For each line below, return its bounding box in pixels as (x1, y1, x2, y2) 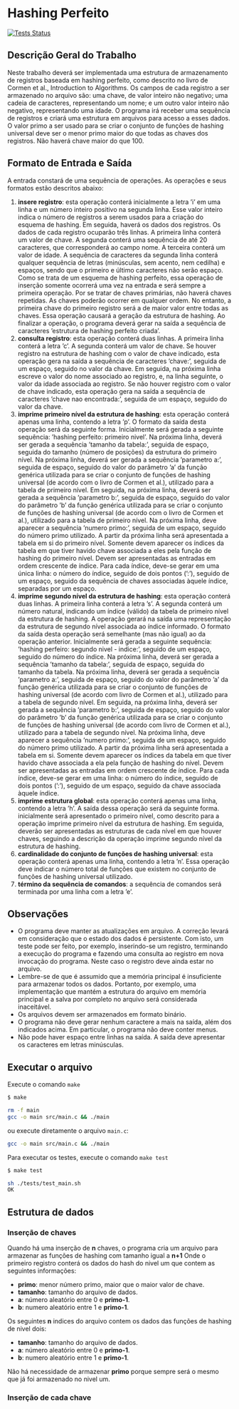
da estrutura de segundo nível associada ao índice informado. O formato (17, 622, 230, 631)
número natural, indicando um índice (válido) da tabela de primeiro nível (17, 606, 229, 615)
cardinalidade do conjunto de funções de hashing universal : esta (17, 849, 213, 858)
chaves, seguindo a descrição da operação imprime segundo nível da (17, 834, 222, 843)
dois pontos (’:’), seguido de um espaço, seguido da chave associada (17, 781, 221, 790)
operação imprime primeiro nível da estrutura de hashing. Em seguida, (17, 819, 224, 828)
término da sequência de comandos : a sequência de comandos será (17, 880, 222, 888)
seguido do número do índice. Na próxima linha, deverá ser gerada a (17, 652, 219, 661)
